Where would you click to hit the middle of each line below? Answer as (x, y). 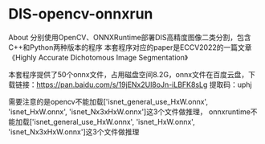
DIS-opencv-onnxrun (81, 14)
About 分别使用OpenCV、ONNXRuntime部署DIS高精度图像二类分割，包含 (130, 37)
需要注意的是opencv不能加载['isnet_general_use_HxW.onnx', (108, 101)
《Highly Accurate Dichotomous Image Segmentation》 (98, 57)
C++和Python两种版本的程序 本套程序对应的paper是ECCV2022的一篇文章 (130, 47)
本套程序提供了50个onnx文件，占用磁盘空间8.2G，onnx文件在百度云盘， (128, 74)
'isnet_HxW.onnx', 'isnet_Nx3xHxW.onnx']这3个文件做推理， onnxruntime (130, 111)
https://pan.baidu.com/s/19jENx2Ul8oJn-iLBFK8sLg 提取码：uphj (145, 84)
